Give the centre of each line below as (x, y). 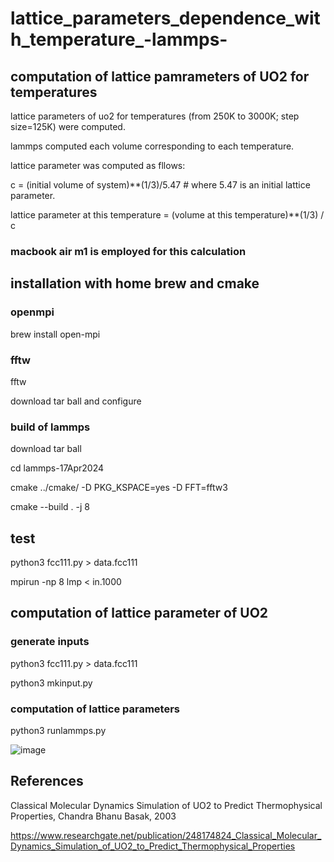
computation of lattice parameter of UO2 (139, 613)
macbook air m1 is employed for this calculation (128, 251)
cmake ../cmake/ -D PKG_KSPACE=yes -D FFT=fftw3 (119, 488)
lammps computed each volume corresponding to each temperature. (152, 146)
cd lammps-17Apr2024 (57, 468)
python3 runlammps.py (58, 730)
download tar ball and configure (76, 401)
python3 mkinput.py (51, 683)
